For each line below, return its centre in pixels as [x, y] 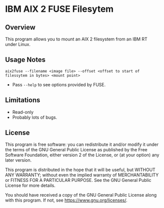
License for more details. [30, 185]
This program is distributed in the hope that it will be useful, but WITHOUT [80, 170]
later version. [18, 160]
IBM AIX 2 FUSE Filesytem [59, 9]
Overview [20, 27]
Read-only [23, 112]
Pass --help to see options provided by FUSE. [59, 84]
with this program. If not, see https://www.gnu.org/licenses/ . [66, 200]
